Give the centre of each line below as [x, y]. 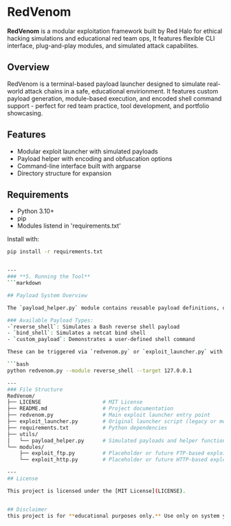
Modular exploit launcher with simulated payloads [87, 151]
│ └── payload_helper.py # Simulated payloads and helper [102, 441]
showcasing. [25, 113]
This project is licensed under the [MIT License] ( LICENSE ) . [97, 491]
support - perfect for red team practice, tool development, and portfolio [108, 106]
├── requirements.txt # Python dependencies [87, 428]
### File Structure [35, 389]
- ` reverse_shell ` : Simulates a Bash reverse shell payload [93, 327]
